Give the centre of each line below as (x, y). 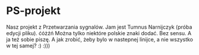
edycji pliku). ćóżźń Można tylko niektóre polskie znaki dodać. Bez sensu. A (99, 33)
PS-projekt (33, 11)
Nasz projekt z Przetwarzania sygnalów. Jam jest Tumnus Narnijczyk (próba (99, 27)
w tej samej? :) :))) (28, 46)
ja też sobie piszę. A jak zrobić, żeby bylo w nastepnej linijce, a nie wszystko (99, 39)
